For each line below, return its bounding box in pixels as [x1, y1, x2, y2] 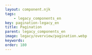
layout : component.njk [5, 7, 51, 12]
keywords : [5, 38, 25, 43]
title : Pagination [5, 25, 42, 30]
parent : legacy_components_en [5, 29, 66, 34]
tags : [5, 11, 16, 16]
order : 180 [5, 43, 27, 47]
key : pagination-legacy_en [5, 20, 59, 25]
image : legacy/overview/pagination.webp [5, 34, 88, 39]
